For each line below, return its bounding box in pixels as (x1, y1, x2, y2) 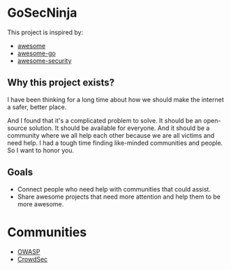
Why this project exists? (7, 77, 115, 89)
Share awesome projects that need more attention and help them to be (17, 192, 221, 201)
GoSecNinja (7, 5, 77, 21)
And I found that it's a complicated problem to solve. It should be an (7, 116, 202, 125)
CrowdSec (17, 255, 48, 263)
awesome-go (17, 49, 56, 57)
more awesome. (17, 199, 64, 208)
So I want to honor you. (7, 145, 75, 155)
